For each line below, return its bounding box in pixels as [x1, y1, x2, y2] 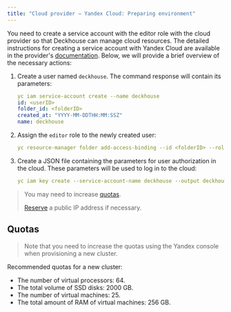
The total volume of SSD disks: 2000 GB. [17, 283, 134, 291]
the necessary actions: [7, 58, 72, 66]
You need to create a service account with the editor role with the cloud [7, 29, 211, 37]
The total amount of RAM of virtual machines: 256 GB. [17, 298, 171, 306]
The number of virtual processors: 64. [17, 276, 125, 284]
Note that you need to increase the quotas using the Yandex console [23, 241, 219, 250]
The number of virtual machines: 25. [17, 291, 121, 299]
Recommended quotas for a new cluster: [7, 262, 123, 270]
